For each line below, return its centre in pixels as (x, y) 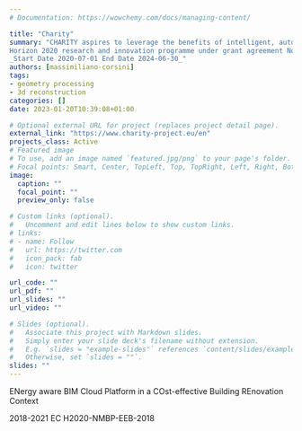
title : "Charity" (42, 34)
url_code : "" (34, 283)
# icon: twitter (44, 267)
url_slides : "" (38, 300)
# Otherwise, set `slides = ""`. (76, 357)
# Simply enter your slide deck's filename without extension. (134, 341)
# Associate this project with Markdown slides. (106, 332)
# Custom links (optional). (62, 216)
